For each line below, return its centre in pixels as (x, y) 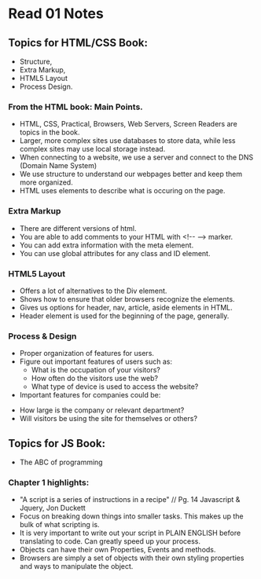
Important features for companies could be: (90, 395)
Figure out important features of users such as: (96, 361)
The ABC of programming (61, 462)
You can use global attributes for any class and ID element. (115, 253)
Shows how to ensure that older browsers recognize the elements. (127, 299)
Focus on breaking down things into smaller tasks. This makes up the (131, 516)
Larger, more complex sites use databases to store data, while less (127, 141)
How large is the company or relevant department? (102, 410)
